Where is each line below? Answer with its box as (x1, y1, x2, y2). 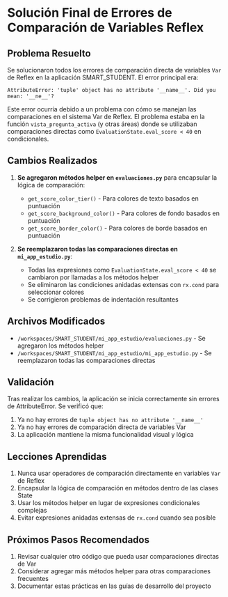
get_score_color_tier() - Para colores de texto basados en (27, 194, 199, 203)
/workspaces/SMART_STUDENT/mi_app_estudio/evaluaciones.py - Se (17, 334, 206, 342)
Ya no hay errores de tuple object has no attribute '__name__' (17, 416, 204, 424)
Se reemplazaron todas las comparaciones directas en (17, 245, 179, 253)
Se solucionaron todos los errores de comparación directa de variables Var (7, 66, 222, 74)
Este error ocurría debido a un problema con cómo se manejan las (7, 105, 197, 113)
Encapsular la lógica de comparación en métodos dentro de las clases (17, 484, 219, 493)
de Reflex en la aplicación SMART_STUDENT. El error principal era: (7, 73, 199, 82)
